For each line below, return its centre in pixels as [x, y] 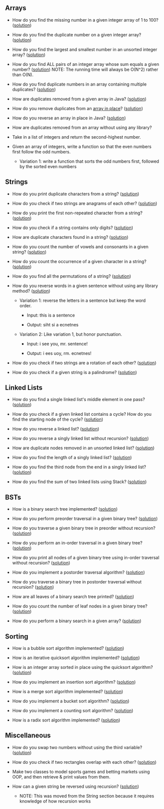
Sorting [17, 636]
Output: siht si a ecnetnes [53, 324]
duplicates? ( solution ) [34, 89]
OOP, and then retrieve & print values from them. [61, 777]
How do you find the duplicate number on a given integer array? [77, 34]
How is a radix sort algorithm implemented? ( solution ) [66, 720]
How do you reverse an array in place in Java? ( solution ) [69, 118]
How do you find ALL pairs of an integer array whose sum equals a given [85, 64]
